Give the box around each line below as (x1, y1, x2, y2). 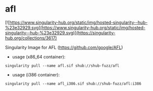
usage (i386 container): (12, 72, 60, 77)
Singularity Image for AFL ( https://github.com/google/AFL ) (5, 44, 124, 50)
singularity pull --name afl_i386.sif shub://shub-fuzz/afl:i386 (5, 81, 141, 86)
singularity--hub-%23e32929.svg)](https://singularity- (5, 30, 116, 36)
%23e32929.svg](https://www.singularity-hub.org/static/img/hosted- (5, 24, 146, 30)
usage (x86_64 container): (12, 54, 66, 59)
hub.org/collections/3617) (5, 35, 57, 41)
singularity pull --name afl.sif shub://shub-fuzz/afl (5, 63, 120, 68)
